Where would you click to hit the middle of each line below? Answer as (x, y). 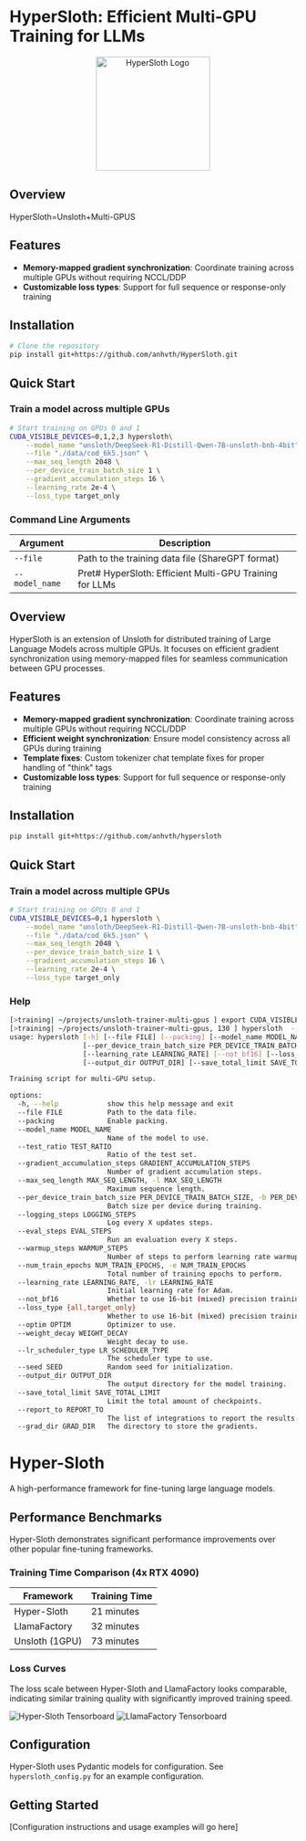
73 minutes (115, 1641)
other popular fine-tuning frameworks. (82, 1549)
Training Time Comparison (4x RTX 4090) (104, 1573)
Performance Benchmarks (86, 1517)
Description (185, 542)
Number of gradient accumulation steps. (184, 1172)
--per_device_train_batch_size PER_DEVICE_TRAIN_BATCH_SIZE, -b (142, 1197)
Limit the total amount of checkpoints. (184, 1401)
